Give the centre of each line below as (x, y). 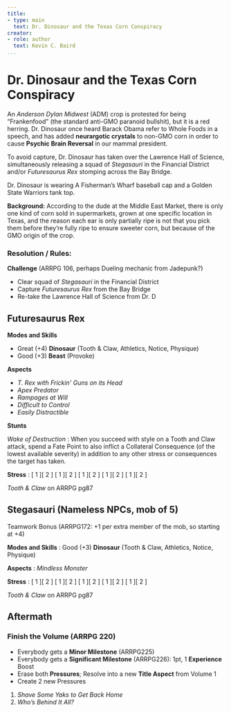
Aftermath (30, 617)
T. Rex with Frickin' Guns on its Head (70, 383)
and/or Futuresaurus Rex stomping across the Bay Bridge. (90, 171)
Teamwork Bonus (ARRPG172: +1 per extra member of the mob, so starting (113, 526)
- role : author (29, 40)
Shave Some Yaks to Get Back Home (70, 695)
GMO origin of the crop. (41, 235)
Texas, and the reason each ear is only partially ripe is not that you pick (109, 220)
